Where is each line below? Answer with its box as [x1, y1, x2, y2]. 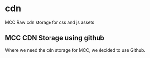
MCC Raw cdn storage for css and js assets [5, 19, 95, 25]
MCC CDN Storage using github [5, 34, 105, 42]
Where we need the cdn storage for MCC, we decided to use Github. [5, 47, 145, 53]
